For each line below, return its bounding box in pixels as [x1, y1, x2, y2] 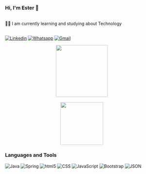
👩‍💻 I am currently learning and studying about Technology [5, 21, 122, 26]
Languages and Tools [5, 152, 57, 158]
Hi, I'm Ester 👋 [5, 4, 39, 11]
